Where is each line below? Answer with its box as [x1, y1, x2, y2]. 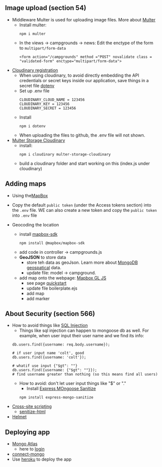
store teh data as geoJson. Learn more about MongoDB [26, 259, 138, 265]
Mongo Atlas [12, 441, 38, 447]
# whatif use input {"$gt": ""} [12, 363, 78, 368]
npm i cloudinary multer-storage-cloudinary [19, 152, 111, 157]
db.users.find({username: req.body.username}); [12, 342, 110, 347]
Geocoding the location [12, 222, 59, 227]
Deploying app [5, 428, 50, 436]
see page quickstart [26, 280, 67, 286]
